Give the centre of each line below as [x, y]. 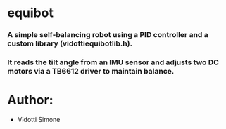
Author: [31, 100]
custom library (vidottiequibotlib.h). [70, 43]
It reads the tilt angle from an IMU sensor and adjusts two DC [113, 62]
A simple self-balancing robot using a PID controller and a [108, 35]
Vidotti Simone [39, 119]
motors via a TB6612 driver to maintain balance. [91, 72]
